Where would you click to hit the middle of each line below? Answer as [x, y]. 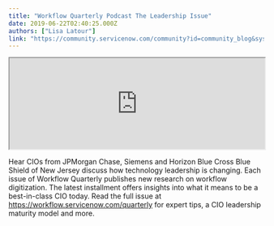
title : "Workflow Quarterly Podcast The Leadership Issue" [110, 16]
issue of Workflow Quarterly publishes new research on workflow [118, 179]
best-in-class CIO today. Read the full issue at [85, 196]
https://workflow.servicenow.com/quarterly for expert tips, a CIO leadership [135, 205]
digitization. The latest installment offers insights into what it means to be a [133, 188]
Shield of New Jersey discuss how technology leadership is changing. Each [135, 170]
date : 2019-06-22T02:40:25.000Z [63, 23]
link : [17, 38]
